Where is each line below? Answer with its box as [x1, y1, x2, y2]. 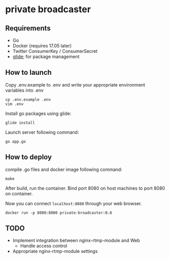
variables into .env [5, 87, 44, 93]
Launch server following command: [5, 129, 79, 135]
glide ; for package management [12, 53, 80, 60]
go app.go [5, 139, 26, 144]
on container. [5, 190, 33, 196]
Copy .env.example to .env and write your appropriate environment [5, 81, 146, 88]
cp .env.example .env [5, 97, 51, 102]
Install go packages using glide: [5, 110, 72, 117]
